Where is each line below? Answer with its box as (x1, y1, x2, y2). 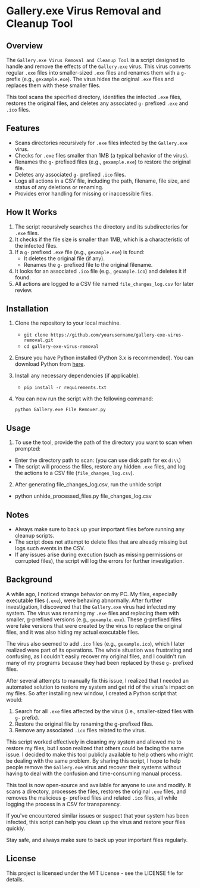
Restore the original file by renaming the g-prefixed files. (14, 720, 154, 727)
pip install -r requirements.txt (23, 385, 107, 391)
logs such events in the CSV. (14, 545, 85, 552)
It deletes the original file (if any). (23, 255, 105, 262)
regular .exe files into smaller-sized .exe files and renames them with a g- (6, 69, 187, 76)
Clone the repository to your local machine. (14, 319, 121, 326)
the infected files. (14, 242, 58, 249)
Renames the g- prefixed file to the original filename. (23, 261, 153, 268)
